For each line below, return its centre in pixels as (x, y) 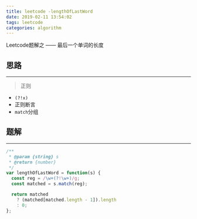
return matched (30, 194)
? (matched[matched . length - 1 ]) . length (67, 200)
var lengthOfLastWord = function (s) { (53, 173)
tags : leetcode (25, 22)
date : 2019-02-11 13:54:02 (39, 17)
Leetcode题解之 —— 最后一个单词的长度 (55, 45)
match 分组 (26, 112)
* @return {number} (33, 162)
